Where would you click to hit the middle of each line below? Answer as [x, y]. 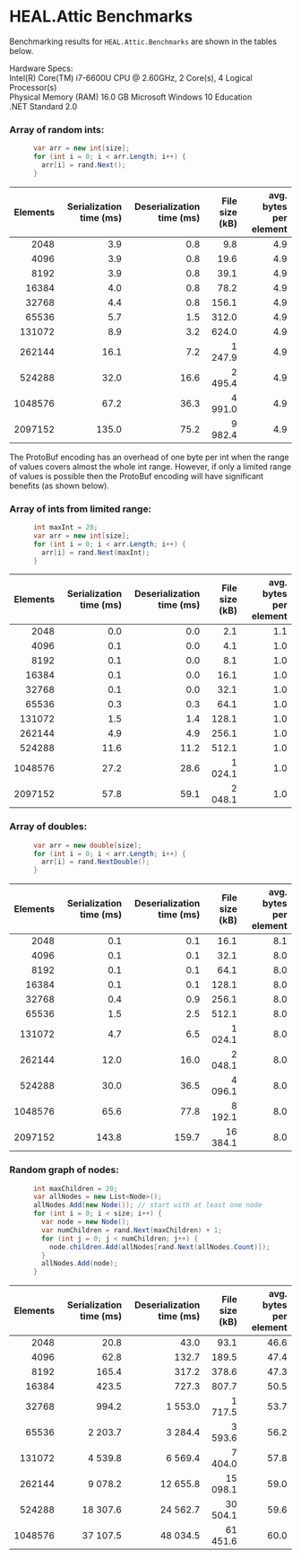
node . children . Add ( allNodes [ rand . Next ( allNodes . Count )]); [159, 1247]
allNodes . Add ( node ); [80, 1264]
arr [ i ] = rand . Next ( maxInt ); [96, 552]
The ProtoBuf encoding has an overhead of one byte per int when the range [149, 457]
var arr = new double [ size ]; [87, 845]
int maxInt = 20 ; [65, 528]
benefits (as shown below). [60, 486]
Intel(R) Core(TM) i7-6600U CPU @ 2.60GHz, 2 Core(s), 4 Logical [131, 77]
